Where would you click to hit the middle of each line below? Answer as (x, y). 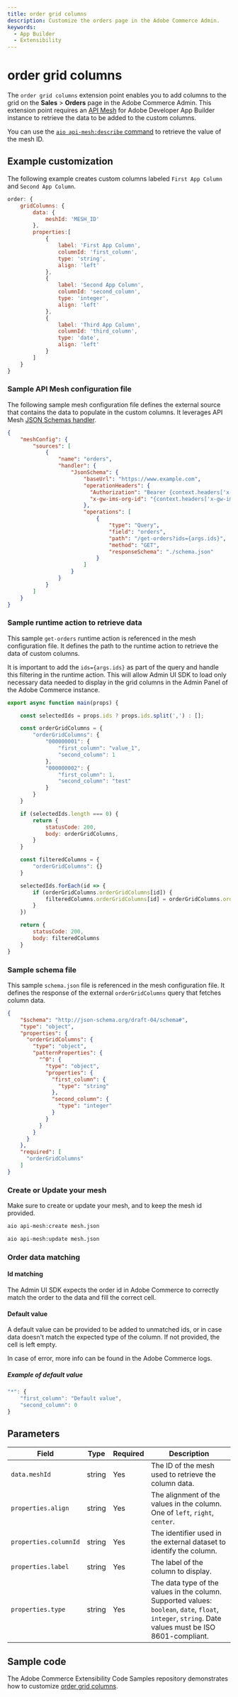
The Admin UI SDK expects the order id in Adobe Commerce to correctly (113, 1290)
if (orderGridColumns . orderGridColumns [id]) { (103, 893)
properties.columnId (45, 1542)
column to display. (182, 1571)
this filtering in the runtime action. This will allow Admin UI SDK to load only (117, 674)
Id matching (25, 1274)
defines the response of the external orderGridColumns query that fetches (114, 993)
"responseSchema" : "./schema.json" (161, 551)
